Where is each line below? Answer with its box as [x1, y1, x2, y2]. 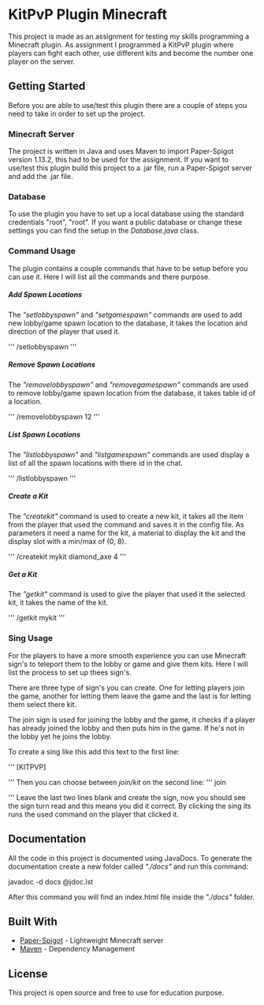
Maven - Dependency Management [19, 944, 136, 954]
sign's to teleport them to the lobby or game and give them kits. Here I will [8, 659, 248, 668]
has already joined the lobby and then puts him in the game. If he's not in [8, 723, 245, 732]
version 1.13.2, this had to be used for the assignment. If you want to [8, 155, 229, 165]
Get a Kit [8, 570, 38, 579]
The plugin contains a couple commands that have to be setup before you [8, 263, 248, 273]
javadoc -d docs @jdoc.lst [8, 877, 94, 886]
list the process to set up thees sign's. [8, 668, 132, 677]
